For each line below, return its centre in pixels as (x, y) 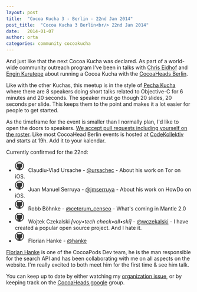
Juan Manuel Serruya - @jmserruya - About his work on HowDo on (110, 189)
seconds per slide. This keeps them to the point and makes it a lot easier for (98, 104)
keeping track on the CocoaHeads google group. (65, 283)
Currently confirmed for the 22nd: (47, 152)
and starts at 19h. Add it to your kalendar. (56, 141)
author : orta (22, 38)
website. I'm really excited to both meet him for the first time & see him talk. (98, 265)
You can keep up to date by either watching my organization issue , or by (94, 276)
